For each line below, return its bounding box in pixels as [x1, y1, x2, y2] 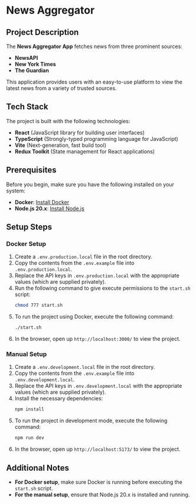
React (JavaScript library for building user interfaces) [14, 129, 145, 136]
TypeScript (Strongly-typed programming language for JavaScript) [14, 135, 178, 142]
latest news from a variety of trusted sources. [6, 85, 117, 92]
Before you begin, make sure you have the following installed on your [6, 181, 174, 188]
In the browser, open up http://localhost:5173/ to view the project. [14, 445, 181, 453]
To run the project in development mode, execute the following [14, 417, 168, 424]
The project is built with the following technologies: [6, 117, 130, 124]
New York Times [14, 60, 56, 68]
